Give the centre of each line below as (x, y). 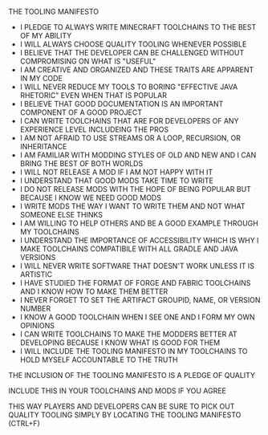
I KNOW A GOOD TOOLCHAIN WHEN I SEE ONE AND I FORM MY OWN (137, 317)
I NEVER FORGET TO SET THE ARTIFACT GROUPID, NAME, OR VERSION (140, 300)
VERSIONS (38, 257)
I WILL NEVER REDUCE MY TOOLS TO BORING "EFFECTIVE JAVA (129, 87)
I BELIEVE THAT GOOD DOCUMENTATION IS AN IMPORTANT (122, 104)
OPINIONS (37, 325)
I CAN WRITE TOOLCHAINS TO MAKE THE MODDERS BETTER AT (129, 334)
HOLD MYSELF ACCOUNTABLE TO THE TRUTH (99, 360)
